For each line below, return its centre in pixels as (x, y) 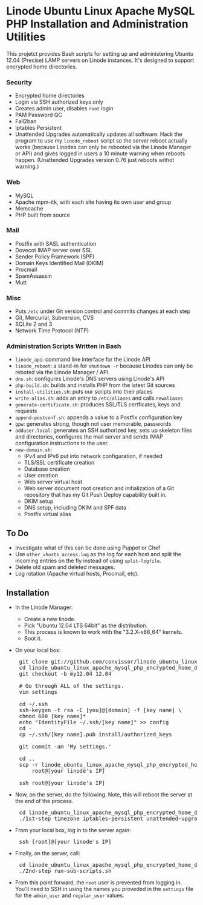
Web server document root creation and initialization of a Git (99, 488)
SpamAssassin (34, 276)
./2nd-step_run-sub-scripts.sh (65, 871)
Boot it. (33, 639)
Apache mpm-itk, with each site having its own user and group (93, 202)
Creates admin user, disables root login (64, 109)
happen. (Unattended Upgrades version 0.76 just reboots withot (95, 160)
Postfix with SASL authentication (56, 243)
